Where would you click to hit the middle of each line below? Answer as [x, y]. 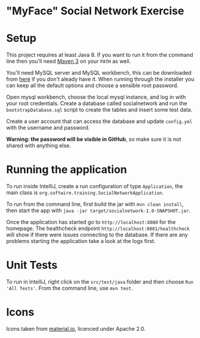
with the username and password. [48, 128]
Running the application [67, 170]
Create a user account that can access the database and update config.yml [99, 121]
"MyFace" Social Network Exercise [95, 11]
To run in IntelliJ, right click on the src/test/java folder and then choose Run [100, 282]
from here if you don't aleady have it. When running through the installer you [100, 79]
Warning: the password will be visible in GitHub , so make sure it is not [94, 139]
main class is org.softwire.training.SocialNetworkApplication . [85, 193]
